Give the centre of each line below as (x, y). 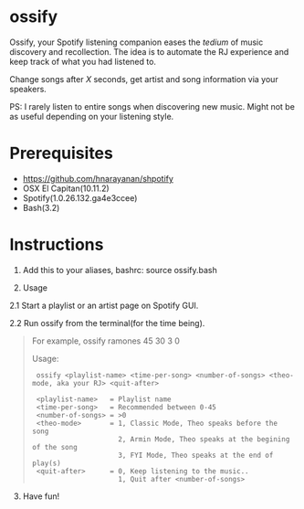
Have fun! (41, 496)
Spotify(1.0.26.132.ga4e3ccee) (80, 197)
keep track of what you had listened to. (83, 61)
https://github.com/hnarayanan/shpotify (98, 178)
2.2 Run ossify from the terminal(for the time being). (107, 323)
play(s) (46, 463)
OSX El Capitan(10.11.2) (66, 188)
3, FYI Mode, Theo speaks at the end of (196, 455)
